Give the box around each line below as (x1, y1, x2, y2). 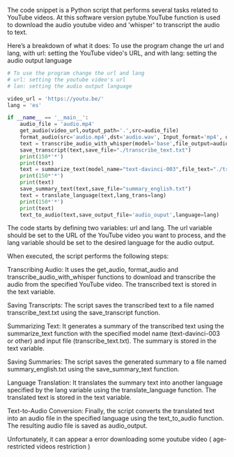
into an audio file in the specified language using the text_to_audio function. (7, 414, 224, 423)
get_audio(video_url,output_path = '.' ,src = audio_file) (19, 127, 179, 134)
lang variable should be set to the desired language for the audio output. (7, 239, 214, 247)
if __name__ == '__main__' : (7, 114, 89, 121)
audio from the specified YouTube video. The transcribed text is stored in (7, 280, 217, 289)
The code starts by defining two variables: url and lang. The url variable (7, 224, 212, 232)
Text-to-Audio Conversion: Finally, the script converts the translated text (7, 407, 214, 415)
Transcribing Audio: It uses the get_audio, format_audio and (7, 266, 179, 274)
